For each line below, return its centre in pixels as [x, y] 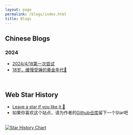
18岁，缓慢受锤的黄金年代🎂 [39, 70]
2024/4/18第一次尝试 [33, 64]
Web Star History [32, 95]
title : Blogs [18, 19]
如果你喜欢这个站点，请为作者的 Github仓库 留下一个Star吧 [70, 112]
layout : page [18, 10]
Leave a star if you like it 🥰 [39, 107]
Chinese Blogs [28, 38]
